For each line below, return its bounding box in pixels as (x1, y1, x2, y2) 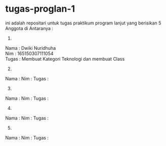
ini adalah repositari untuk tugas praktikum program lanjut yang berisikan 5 (5, 20, 161, 26)
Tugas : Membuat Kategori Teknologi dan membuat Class (5, 55, 125, 62)
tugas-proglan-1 (5, 3, 75, 15)
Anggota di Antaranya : (5, 25, 54, 31)
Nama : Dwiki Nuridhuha (5, 45, 56, 51)
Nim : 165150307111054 (5, 50, 54, 56)
